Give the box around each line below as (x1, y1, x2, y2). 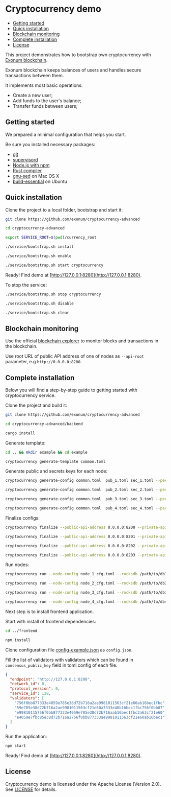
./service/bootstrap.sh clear (5, 310, 70, 315)
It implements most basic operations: (5, 82, 83, 88)
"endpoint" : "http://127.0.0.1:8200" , (10, 676, 93, 682)
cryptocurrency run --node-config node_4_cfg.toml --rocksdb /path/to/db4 (5, 599, 167, 604)
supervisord (12, 156, 38, 162)
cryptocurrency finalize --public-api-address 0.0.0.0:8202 (5, 543, 136, 548)
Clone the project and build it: (5, 402, 68, 409)
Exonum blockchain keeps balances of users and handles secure (5, 67, 141, 73)
